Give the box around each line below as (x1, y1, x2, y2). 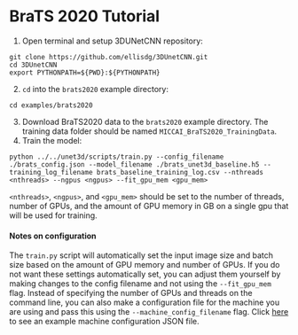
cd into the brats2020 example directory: (21, 83, 169, 94)
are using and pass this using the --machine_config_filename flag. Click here (9, 307, 289, 317)
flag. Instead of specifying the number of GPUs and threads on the (9, 288, 253, 299)
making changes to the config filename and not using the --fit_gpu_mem (9, 278, 272, 289)
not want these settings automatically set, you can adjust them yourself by (9, 269, 281, 280)
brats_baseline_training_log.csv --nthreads (96, 167, 264, 176)
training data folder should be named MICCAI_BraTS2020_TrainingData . (21, 126, 278, 136)
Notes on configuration (9, 230, 97, 241)
